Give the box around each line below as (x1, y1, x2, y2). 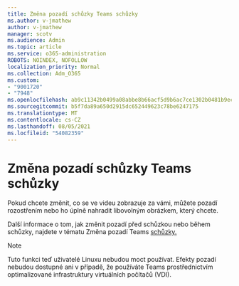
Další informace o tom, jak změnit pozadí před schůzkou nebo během (7, 220, 211, 228)
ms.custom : (7, 76, 40, 84)
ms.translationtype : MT (7, 110, 78, 117)
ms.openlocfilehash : (7, 97, 69, 104)
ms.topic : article (7, 43, 62, 51)
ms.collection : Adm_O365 (7, 70, 81, 77)
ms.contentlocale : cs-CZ (7, 116, 81, 123)
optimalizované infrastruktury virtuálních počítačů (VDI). (7, 270, 172, 279)
